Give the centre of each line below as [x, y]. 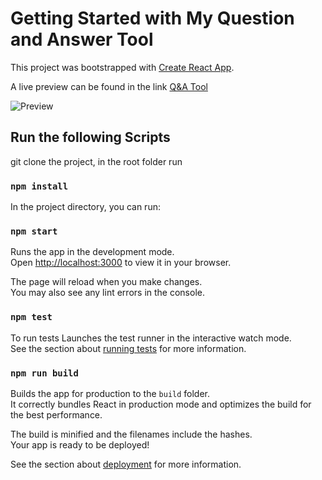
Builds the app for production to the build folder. [110, 393]
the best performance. [56, 414]
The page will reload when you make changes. [106, 282]
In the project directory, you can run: [85, 207]
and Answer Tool [82, 39]
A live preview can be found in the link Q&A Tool [109, 86]
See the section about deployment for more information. [126, 464]
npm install [39, 186]
